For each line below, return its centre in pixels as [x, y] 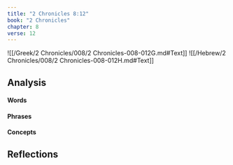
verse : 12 [22, 33]
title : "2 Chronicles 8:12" [48, 14]
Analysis [27, 82]
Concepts [22, 132]
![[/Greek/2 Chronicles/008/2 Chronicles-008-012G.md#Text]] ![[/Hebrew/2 [116, 53]
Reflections [33, 154]
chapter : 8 [23, 27]
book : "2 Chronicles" [39, 20]
